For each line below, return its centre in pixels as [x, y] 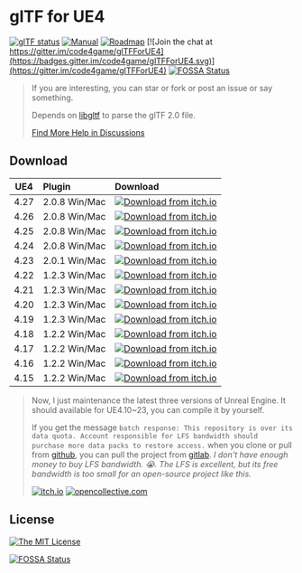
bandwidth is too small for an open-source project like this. [142, 474]
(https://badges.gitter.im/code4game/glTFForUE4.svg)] [112, 61]
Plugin [57, 186]
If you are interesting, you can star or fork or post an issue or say [152, 88]
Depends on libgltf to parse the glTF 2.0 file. [113, 115]
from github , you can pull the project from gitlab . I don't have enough [160, 455]
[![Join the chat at [180, 42]
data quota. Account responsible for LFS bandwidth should [145, 436]
